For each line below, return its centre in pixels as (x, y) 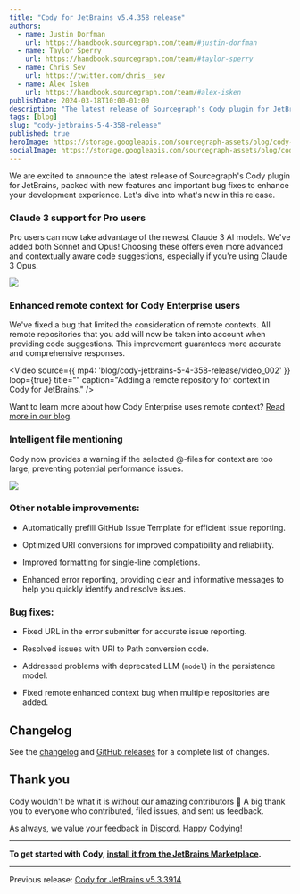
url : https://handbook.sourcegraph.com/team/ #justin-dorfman (141, 42)
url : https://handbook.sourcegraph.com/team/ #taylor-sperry (139, 59)
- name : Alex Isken (54, 84)
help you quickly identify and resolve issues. (104, 589)
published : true (39, 134)
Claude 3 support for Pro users (77, 218)
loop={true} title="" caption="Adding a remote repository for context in (139, 380)
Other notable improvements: (75, 508)
